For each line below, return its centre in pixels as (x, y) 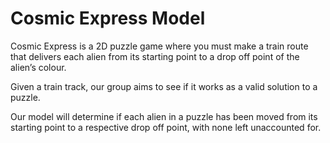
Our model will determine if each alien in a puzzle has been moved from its (164, 116)
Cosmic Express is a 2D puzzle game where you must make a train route (159, 46)
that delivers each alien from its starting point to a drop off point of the (155, 56)
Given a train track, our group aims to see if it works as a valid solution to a (164, 86)
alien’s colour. (38, 67)
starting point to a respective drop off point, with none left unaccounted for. (166, 127)
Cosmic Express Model (108, 18)
